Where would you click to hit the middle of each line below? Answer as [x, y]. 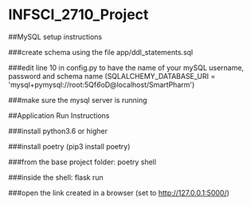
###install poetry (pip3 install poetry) [69, 146]
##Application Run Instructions [59, 115]
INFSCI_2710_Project [78, 15]
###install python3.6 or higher [58, 131]
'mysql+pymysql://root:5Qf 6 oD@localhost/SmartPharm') [102, 85]
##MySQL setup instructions [55, 37]
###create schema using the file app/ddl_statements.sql [101, 52]
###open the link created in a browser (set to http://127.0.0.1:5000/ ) [119, 192]
